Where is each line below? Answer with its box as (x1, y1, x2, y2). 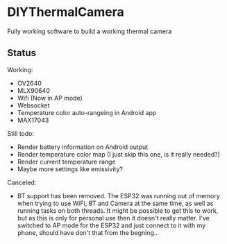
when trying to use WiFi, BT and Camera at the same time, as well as (17, 199, 214, 207)
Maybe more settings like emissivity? (17, 164, 124, 173)
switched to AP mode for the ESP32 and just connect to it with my (17, 221, 206, 229)
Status (7, 47, 37, 59)
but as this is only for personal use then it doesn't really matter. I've (17, 214, 210, 222)
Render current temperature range (17, 157, 116, 166)
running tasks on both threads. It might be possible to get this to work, (17, 206, 219, 215)
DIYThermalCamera (7, 4, 125, 20)
